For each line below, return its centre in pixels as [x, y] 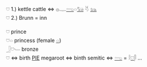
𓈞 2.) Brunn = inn [27, 18]
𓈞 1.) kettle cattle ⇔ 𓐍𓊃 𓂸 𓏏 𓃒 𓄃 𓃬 [52, 9]
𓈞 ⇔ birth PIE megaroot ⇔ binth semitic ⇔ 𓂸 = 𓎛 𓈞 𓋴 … [74, 58]
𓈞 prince [16, 31]
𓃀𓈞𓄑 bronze [23, 49]
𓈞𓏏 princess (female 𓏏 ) [34, 40]
